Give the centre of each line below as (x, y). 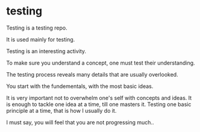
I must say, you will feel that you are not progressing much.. (80, 122)
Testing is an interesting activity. (46, 51)
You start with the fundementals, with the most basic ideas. (80, 86)
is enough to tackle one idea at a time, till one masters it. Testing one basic (99, 104)
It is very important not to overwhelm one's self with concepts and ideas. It (99, 98)
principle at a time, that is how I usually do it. (61, 110)
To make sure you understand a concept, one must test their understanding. (101, 63)
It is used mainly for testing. (41, 39)
